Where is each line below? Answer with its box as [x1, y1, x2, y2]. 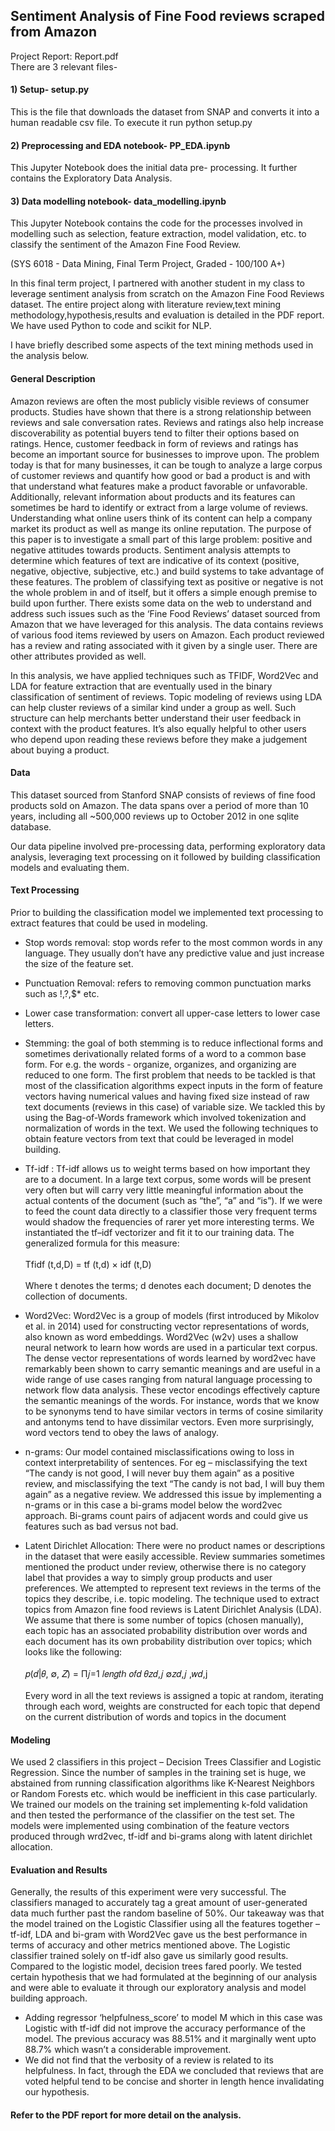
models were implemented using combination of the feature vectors [10, 1820, 290, 1832]
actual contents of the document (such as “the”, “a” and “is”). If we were [24, 1195, 323, 1207]
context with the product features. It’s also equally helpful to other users [10, 722, 307, 734]
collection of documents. [24, 1290, 128, 1303]
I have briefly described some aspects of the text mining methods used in [10, 339, 314, 351]
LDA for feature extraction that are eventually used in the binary [10, 680, 273, 692]
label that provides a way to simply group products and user [24, 1572, 273, 1584]
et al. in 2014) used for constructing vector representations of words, [24, 1320, 310, 1333]
